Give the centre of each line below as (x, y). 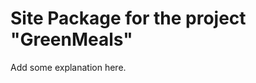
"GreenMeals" (71, 39)
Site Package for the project (128, 18)
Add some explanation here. (68, 67)
